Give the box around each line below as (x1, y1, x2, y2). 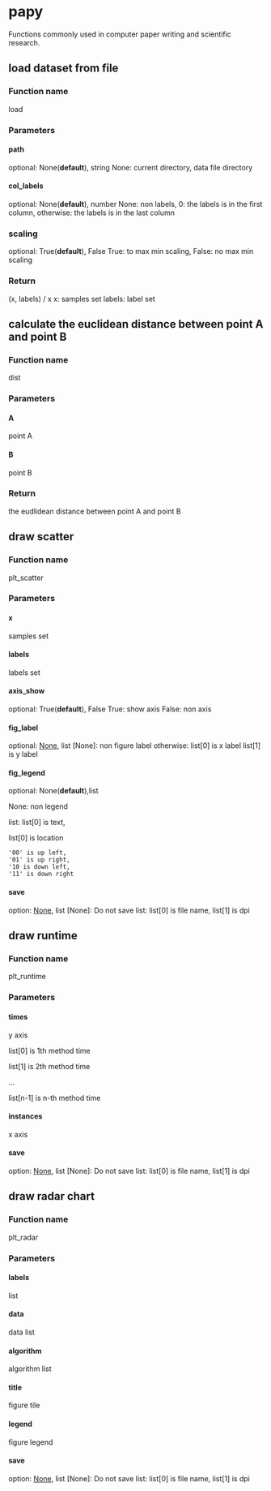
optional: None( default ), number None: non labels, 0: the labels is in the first (8, 199, 263, 208)
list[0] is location (8, 833, 64, 843)
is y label (8, 750, 38, 759)
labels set (8, 668, 40, 677)
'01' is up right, (8, 856, 70, 864)
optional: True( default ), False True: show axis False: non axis (8, 704, 212, 714)
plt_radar (8, 1232, 39, 1242)
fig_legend (8, 767, 46, 777)
